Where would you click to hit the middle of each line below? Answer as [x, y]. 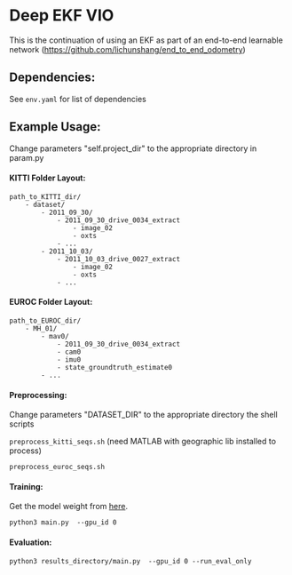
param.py [27, 157]
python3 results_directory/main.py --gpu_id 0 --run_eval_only [130, 561]
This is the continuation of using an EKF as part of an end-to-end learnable [146, 40]
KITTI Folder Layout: [47, 178]
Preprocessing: [38, 395]
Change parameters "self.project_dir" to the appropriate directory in [133, 148]
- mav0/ [55, 336]
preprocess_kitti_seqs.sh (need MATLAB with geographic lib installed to [143, 442]
